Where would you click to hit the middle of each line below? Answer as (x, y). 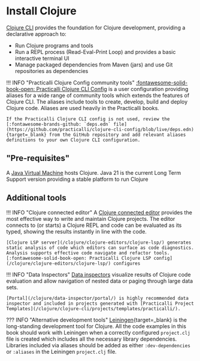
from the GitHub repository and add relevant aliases (117, 135)
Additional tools (37, 198)
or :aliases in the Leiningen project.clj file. (61, 351)
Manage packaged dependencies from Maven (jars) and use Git (94, 65)
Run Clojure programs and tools (54, 45)
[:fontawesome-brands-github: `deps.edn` (59, 124)
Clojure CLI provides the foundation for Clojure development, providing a (96, 28)
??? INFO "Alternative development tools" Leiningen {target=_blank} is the (97, 320)
